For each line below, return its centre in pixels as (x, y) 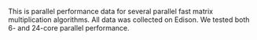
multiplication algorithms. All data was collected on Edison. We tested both (129, 20)
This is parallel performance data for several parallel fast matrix (111, 11)
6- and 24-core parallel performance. (69, 28)
